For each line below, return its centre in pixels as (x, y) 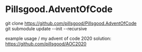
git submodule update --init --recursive (46, 28)
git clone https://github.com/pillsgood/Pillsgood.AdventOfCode (71, 23)
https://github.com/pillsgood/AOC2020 (46, 43)
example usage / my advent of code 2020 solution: (58, 38)
